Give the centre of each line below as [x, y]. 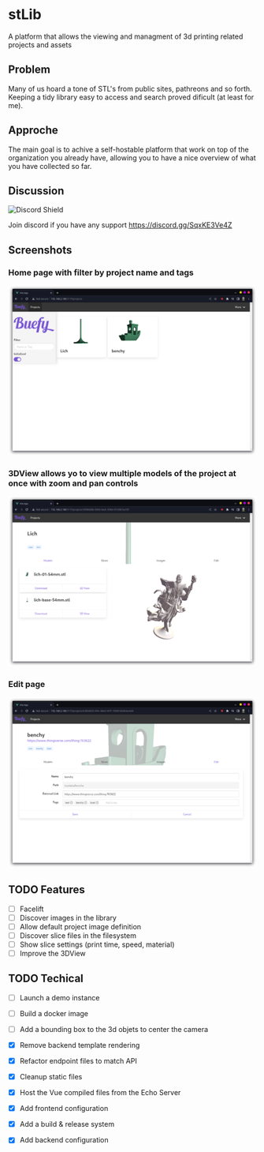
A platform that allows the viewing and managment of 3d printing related [126, 36]
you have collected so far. [50, 166]
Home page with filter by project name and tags [101, 272]
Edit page [27, 685]
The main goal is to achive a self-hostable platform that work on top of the [129, 149]
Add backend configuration [64, 1140]
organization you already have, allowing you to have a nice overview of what [132, 158]
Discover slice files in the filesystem [78, 935]
